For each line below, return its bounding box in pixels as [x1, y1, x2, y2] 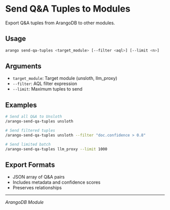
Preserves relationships [12, 185, 62, 191]
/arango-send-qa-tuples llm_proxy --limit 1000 [5, 146, 108, 152]
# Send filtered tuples [5, 128, 56, 133]
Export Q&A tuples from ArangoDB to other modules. [5, 20, 115, 26]
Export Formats [5, 160, 55, 169]
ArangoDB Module [5, 199, 44, 205]
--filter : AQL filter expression [12, 80, 77, 87]
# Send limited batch [5, 142, 51, 147]
